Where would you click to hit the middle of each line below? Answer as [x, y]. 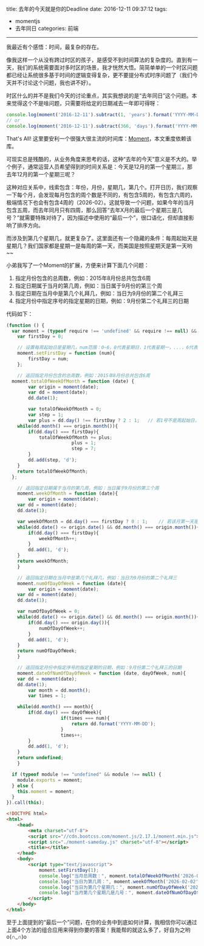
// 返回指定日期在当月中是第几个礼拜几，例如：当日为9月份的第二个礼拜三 [97, 578]
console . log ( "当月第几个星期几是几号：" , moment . [97, 893]
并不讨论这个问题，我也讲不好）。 [53, 83]
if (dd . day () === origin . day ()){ [69, 622]
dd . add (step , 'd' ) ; [53, 460]
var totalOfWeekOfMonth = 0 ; [65, 409]
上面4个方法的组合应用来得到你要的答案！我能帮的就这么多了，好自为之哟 [99, 930]
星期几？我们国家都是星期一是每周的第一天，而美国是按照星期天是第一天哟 [99, 246]
